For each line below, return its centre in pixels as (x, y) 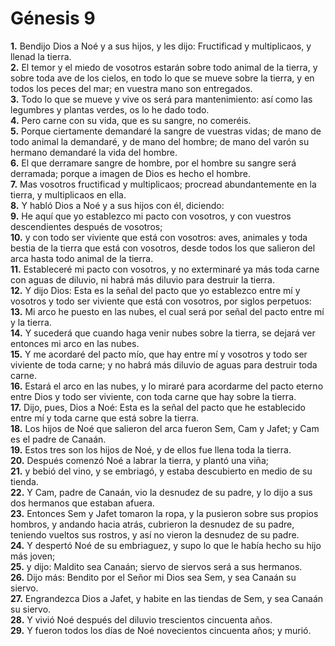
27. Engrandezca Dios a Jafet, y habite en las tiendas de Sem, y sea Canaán (167, 598)
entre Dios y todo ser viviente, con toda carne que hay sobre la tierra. (153, 396)
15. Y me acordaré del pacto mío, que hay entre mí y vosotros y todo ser (159, 354)
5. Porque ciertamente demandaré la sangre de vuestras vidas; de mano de (166, 131)
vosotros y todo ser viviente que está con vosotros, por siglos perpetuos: (161, 301)
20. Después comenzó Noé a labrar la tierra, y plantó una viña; (139, 460)
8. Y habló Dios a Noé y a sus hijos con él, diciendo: (117, 205)
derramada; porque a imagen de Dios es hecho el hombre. (130, 173)
